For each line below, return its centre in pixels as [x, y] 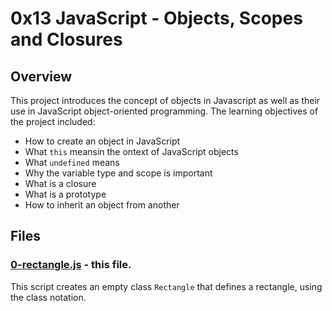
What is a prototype [65, 194]
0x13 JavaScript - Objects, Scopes [156, 18]
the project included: [53, 121]
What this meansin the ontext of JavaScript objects [131, 151]
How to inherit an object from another [102, 205]
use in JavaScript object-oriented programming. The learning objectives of [164, 111]
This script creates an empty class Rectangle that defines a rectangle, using [166, 286]
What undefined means [72, 162]
